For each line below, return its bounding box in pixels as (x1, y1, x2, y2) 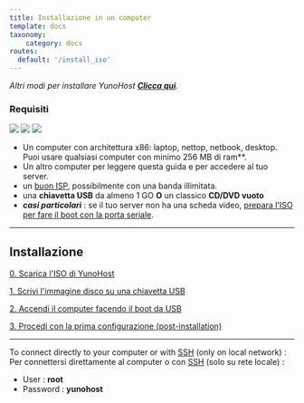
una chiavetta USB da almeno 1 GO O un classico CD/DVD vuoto (22, 190, 264, 201)
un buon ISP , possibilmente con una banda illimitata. (22, 180, 218, 191)
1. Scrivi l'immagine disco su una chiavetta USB (9, 286, 185, 297)
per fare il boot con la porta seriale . (22, 209, 154, 220)
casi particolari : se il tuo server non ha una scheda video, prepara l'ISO (22, 200, 294, 211)
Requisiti (9, 102, 50, 115)
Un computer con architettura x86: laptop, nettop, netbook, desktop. (22, 142, 278, 153)
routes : (9, 47, 39, 56)
